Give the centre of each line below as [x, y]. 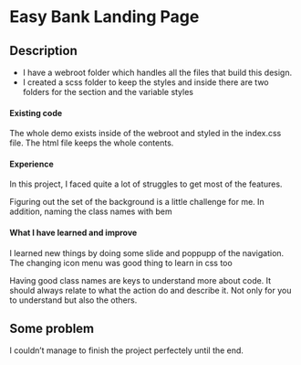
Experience [31, 164]
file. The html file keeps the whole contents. [92, 143]
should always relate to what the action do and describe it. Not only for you [150, 290]
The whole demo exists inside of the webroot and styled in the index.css [145, 134]
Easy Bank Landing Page [104, 17]
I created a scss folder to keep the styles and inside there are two [145, 82]
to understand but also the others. [73, 300]
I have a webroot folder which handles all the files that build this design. [157, 72]
